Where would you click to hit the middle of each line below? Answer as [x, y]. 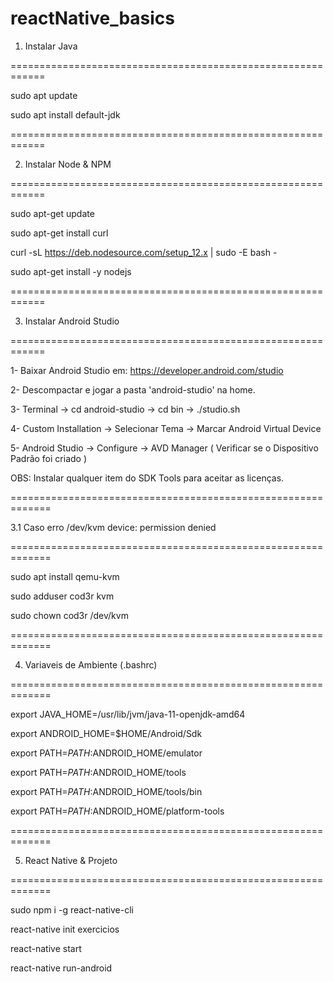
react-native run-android [61, 968]
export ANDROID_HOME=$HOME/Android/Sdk [106, 733]
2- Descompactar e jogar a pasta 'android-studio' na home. [133, 389]
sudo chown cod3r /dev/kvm [69, 615]
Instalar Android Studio [72, 321]
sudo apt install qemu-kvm [65, 576]
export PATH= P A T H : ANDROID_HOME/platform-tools [117, 811]
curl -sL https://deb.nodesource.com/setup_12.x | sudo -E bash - [144, 252]
